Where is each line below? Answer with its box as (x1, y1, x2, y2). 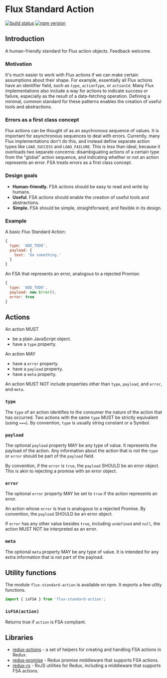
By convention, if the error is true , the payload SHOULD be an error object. (5, 463, 160, 469)
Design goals (5, 172, 38, 179)
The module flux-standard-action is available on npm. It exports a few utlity (5, 582, 162, 588)
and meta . (5, 386, 25, 392)
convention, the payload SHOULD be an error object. (5, 511, 113, 517)
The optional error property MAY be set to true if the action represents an (5, 491, 158, 497)
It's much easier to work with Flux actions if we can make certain (5, 72, 139, 78)
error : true (9, 294, 35, 299)
